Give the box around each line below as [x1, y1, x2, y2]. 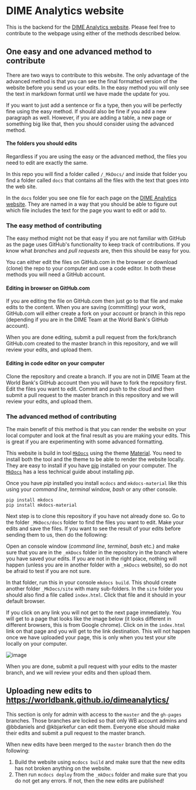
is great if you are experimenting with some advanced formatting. [6, 438, 164, 445]
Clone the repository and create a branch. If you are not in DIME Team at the [6, 372, 190, 379]
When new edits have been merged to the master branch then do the [6, 741, 171, 748]
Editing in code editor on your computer [6, 360, 105, 367]
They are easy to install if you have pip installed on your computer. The [6, 462, 177, 469]
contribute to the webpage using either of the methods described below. [6, 29, 181, 36]
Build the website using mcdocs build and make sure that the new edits [14, 758, 185, 765]
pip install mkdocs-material [6, 502, 77, 508]
